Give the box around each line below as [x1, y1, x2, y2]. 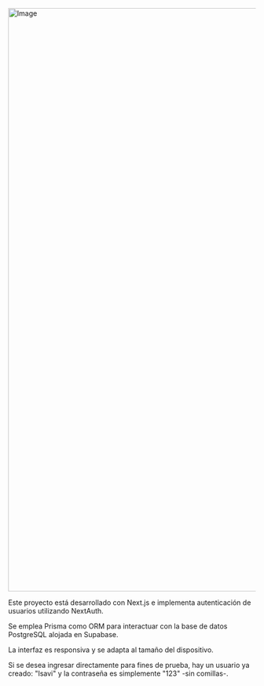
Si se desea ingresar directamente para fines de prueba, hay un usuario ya [8, 661, 250, 669]
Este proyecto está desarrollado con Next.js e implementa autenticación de [8, 598, 251, 607]
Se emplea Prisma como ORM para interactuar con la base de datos [8, 621, 228, 631]
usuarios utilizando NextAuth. [8, 606, 104, 615]
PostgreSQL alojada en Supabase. [8, 630, 119, 639]
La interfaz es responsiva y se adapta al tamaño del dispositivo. [8, 645, 214, 654]
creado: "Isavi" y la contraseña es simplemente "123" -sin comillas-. [8, 669, 229, 678]
